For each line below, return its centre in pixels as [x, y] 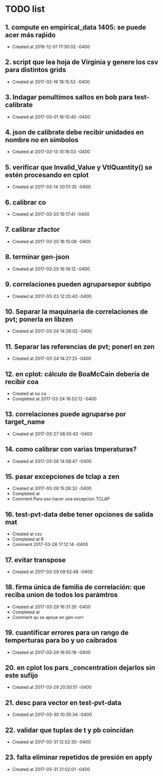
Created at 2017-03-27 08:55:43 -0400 [52, 434]
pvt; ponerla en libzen [39, 319]
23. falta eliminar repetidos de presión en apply [79, 758]
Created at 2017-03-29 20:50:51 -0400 [52, 687]
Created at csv [27, 534]
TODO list [25, 9]
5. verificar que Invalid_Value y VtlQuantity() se [79, 167]
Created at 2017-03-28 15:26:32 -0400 [52, 488]
